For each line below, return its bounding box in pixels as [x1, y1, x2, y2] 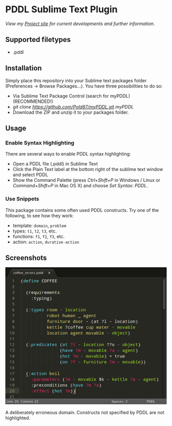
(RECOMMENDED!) [12, 98, 54, 104]
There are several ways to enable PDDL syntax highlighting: [5, 151, 132, 157]
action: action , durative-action [12, 239, 79, 245]
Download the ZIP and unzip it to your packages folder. [12, 109, 129, 115]
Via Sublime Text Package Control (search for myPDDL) [12, 93, 131, 99]
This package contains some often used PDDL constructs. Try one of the [5, 207, 159, 213]
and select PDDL [12, 172, 49, 178]
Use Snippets [5, 196, 39, 203]
